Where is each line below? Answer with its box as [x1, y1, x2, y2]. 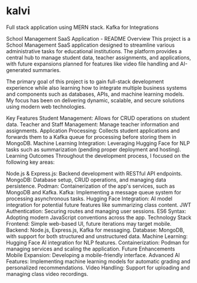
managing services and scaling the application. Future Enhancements [6, 245, 175, 252]
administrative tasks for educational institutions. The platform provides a [6, 47, 182, 54]
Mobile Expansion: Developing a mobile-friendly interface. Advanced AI [6, 251, 180, 258]
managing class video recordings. [6, 270, 88, 277]
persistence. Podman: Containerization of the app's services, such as [6, 182, 175, 190]
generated [6, 66, 31, 73]
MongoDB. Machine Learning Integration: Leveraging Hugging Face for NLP [6, 139, 191, 147]
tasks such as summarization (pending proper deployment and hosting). [6, 146, 182, 153]
